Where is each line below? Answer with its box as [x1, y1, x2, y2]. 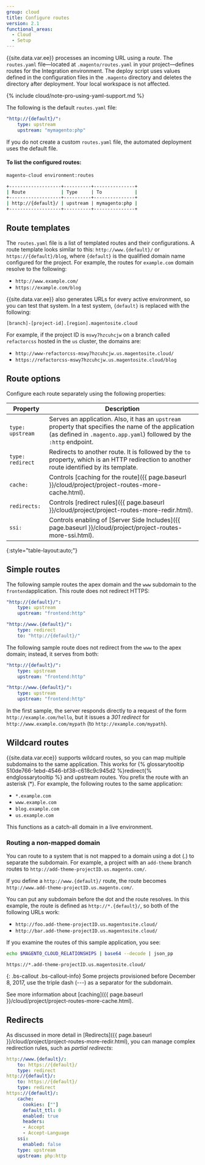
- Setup [12, 37, 32, 43]
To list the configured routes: [6, 158, 82, 166]
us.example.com [15, 812, 54, 819]
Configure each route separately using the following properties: [6, 390, 166, 397]
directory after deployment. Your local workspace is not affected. [6, 80, 170, 87]
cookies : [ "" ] [22, 1101, 59, 1107]
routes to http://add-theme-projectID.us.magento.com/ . [6, 865, 147, 873]
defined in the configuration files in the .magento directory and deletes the [6, 74, 192, 81]
